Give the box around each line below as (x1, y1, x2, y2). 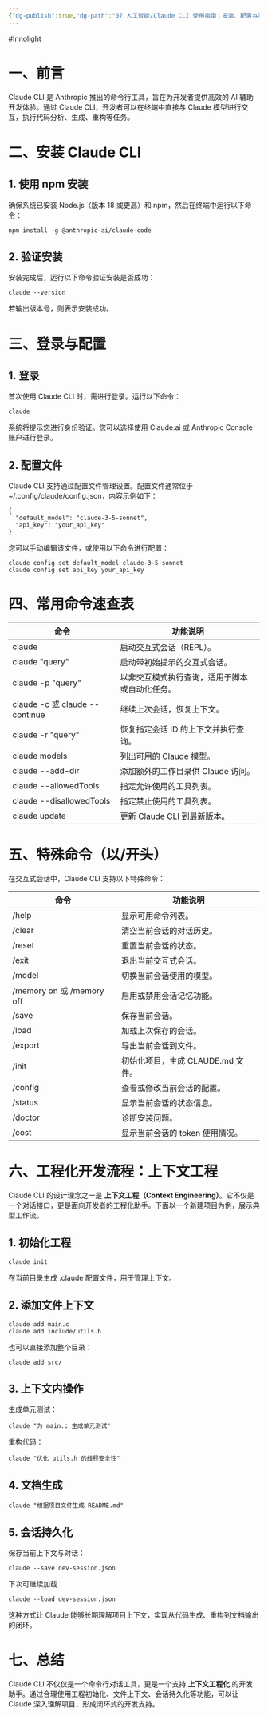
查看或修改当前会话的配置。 (120, 1082, 226, 1093)
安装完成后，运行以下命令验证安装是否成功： (8, 273, 156, 283)
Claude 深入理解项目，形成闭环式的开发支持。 (8, 1699, 160, 1709)
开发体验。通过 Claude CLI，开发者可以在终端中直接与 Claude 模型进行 (8, 102, 242, 112)
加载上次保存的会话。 (120, 1025, 202, 1036)
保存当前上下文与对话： (8, 1548, 85, 1558)
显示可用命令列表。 (120, 910, 194, 921)
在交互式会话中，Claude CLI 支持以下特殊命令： (8, 874, 166, 884)
